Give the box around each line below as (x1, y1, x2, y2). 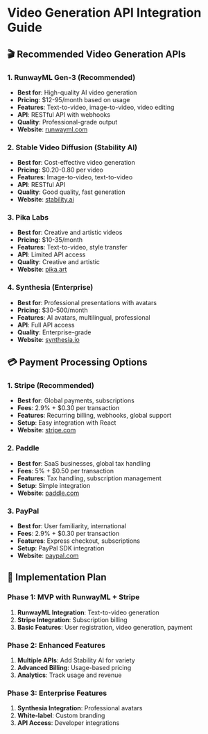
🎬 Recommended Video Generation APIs (7, 48, 186, 60)
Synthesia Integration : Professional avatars (17, 704, 143, 712)
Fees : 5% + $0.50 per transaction (17, 466, 114, 475)
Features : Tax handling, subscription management (17, 474, 162, 482)
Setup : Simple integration (17, 481, 91, 489)
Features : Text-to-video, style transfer (17, 243, 128, 252)
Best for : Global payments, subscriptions (17, 396, 135, 405)
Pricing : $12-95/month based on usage (17, 95, 130, 104)
